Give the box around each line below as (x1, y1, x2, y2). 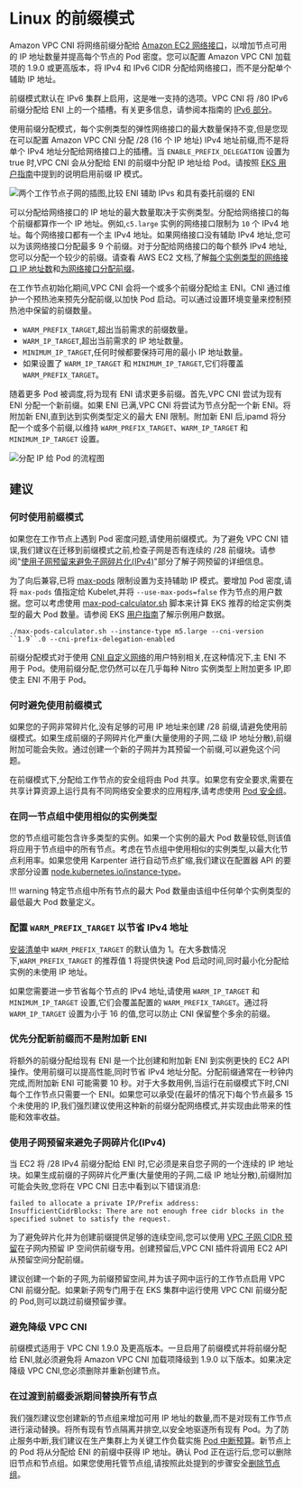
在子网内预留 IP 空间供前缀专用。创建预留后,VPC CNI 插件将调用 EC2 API (17, 1243, 289, 1254)
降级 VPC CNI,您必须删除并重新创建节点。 (9, 1365, 165, 1376)
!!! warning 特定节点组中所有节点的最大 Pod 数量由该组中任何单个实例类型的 (9, 885, 291, 896)
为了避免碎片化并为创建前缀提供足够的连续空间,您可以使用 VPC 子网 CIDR (9, 1232, 282, 1243)
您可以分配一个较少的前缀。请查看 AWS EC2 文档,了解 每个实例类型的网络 (9, 252, 281, 263)
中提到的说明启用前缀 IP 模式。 (32, 168, 148, 179)
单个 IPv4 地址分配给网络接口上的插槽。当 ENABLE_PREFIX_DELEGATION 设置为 (9, 145, 290, 156)
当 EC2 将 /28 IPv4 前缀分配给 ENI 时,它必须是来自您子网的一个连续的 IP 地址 (9, 1159, 294, 1169)
